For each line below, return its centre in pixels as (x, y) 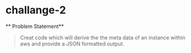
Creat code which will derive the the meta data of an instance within (103, 37)
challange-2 (36, 10)
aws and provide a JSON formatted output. (72, 44)
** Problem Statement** (35, 26)
